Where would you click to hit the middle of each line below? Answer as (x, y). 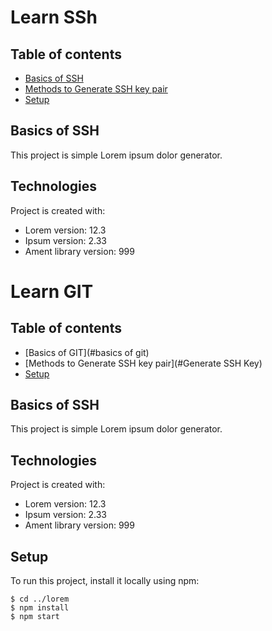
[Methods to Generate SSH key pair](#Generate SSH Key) (143, 363)
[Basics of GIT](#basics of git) (87, 352)
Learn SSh (54, 17)
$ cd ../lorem (40, 599)
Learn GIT (52, 291)
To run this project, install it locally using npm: (105, 581)
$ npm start (35, 617)
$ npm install (40, 608)
